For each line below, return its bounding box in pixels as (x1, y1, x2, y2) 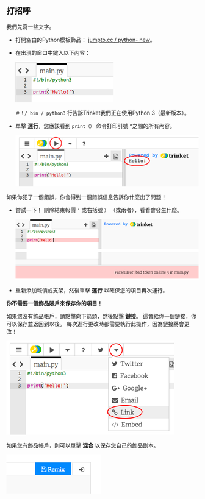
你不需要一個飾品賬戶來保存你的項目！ (6, 300, 103, 307)
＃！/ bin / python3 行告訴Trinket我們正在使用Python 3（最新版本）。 (15, 109, 190, 116)
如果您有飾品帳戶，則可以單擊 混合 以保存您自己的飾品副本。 (6, 442, 159, 449)
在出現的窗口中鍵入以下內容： (15, 49, 90, 56)
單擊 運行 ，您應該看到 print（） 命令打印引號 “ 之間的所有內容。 (15, 122, 176, 129)
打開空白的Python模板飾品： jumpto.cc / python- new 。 (15, 36, 156, 43)
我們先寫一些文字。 (6, 23, 55, 30)
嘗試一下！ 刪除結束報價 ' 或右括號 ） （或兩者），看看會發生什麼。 (15, 207, 183, 214)
